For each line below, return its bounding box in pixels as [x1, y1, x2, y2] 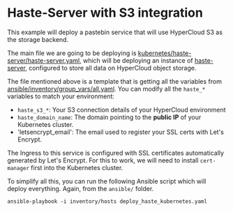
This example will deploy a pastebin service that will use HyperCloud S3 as [7, 28, 223, 36]
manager [7, 165, 30, 172]
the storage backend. [7, 35, 68, 43]
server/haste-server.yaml [7, 56, 80, 64]
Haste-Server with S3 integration [7, 5, 204, 21]
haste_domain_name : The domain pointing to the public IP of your [17, 113, 202, 121]
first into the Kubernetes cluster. [31, 163, 123, 172]
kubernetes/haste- [137, 49, 192, 57]
